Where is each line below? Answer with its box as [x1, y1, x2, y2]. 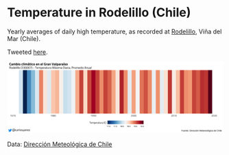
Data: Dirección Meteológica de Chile [7, 140, 112, 148]
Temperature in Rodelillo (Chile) [7, 5, 191, 20]
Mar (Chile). [7, 34, 41, 42]
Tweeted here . [7, 48, 48, 56]
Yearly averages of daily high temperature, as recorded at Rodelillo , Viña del [7, 27, 222, 36]
